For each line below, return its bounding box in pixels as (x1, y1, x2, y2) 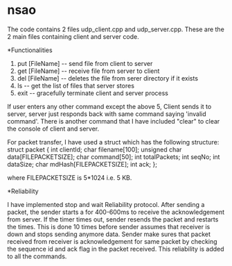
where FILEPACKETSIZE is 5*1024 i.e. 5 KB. (7, 173, 132, 182)
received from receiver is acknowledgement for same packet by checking (7, 237, 217, 245)
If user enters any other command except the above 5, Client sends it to (7, 102, 212, 110)
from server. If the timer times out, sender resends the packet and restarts (7, 215, 219, 224)
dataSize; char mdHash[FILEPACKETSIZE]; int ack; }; (7, 160, 158, 168)
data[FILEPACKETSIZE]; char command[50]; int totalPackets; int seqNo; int (7, 152, 220, 161)
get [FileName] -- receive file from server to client (17, 67, 160, 75)
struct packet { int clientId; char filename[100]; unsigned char (7, 145, 182, 153)
